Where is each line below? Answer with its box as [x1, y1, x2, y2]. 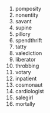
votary [15, 69, 31, 75]
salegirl [15, 94, 34, 101]
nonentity [15, 11, 39, 19]
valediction [15, 50, 42, 56]
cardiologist [15, 88, 44, 94]
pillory [15, 30, 31, 38]
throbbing [15, 62, 39, 69]
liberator [15, 56, 36, 63]
